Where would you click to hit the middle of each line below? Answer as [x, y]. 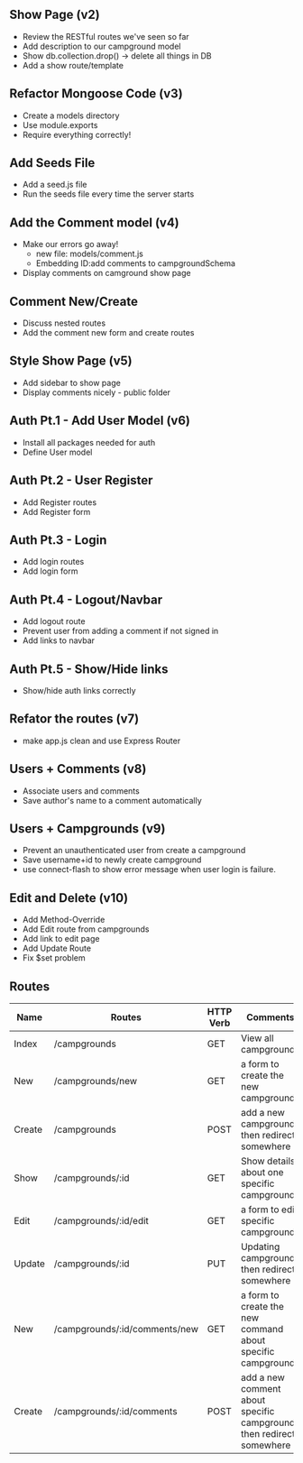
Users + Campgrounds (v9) [87, 828]
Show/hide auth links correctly [79, 690]
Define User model [57, 452]
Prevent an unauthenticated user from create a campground [134, 851]
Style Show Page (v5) [71, 361]
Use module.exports [60, 124]
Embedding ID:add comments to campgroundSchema [136, 263]
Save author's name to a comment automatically [112, 800]
